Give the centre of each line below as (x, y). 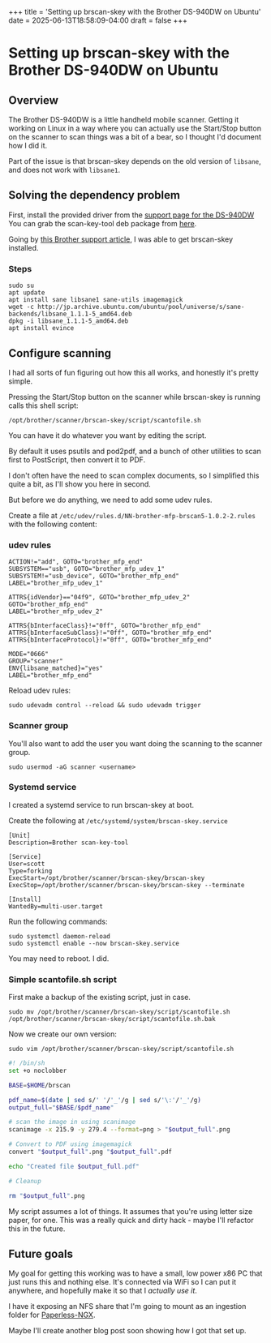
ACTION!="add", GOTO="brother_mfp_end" (76, 562)
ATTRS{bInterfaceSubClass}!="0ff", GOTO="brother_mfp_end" (110, 633)
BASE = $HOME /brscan (39, 1085)
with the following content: (53, 524)
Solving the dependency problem (95, 195)
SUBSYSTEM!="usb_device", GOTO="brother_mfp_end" (94, 576)
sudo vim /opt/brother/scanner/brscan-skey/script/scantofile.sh (121, 1049)
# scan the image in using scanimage (72, 1122)
